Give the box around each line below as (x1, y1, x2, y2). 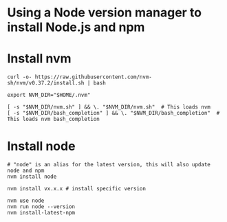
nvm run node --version (7, 203, 76, 210)
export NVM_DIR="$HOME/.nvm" (7, 91, 91, 99)
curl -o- (7, 74, 32, 80)
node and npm (7, 167, 45, 175)
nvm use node (7, 197, 45, 204)
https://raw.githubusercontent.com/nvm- (34, 74, 153, 80)
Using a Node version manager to (7, 5, 202, 21)
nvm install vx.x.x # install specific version (7, 186, 147, 192)
